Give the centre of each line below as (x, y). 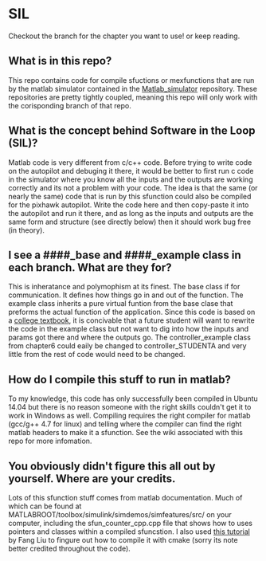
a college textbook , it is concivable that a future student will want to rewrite (131, 320)
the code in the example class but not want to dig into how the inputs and (129, 329)
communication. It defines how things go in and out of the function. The (126, 295)
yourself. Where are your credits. (92, 479)
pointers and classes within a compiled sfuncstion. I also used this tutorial (129, 532)
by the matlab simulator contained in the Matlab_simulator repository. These (133, 88)
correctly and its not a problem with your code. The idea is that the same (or (133, 187)
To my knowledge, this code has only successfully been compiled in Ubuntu (133, 398)
